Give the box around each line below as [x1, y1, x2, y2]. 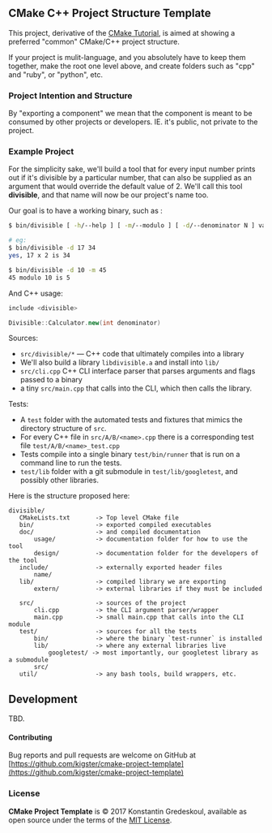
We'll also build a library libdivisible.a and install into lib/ [19, 357, 220, 368]
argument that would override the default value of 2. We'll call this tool [8, 182, 243, 192]
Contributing [8, 732, 53, 742]
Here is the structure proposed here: [8, 491, 130, 501]
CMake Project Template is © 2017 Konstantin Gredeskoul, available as [8, 806, 247, 816]
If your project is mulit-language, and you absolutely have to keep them [8, 52, 246, 62]
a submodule [8, 656, 49, 664]
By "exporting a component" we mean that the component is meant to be [8, 109, 253, 119]
